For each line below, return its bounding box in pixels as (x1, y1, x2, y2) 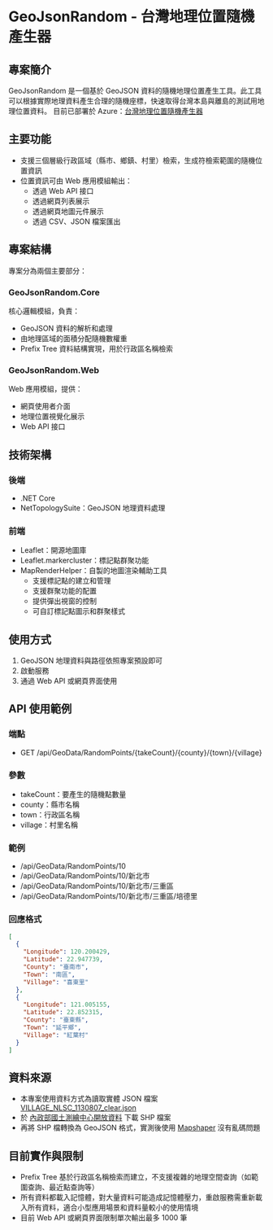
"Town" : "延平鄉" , (23, 1023, 82, 1032)
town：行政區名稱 (19, 810, 80, 819)
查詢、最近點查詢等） (27, 1182, 99, 1193)
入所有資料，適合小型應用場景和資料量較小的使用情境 (19, 1202, 199, 1213)
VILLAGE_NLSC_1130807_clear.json (19, 1103, 136, 1113)
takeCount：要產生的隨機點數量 (19, 790, 127, 799)
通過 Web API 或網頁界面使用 (19, 676, 118, 686)
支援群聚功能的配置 (32, 586, 97, 596)
